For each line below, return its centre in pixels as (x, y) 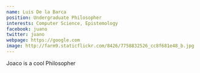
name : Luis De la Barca (36, 12)
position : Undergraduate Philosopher (54, 18)
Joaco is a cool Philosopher (41, 63)
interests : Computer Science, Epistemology (62, 23)
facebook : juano (27, 29)
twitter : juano (26, 35)
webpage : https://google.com (43, 40)
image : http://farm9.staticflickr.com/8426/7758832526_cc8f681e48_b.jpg (100, 46)
